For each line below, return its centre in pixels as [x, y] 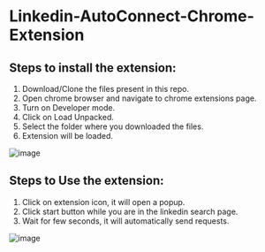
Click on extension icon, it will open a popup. [103, 202]
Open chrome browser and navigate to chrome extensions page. [139, 98]
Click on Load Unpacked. [68, 117]
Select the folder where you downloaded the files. [113, 126]
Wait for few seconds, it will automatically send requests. [125, 221]
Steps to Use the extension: [87, 181]
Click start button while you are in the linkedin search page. [130, 211]
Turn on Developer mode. [68, 107]
